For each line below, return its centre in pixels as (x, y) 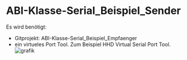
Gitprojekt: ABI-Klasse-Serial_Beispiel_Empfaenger (76, 38)
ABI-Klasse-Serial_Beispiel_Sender (93, 11)
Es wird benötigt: (26, 27)
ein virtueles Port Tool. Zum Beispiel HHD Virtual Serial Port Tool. (93, 44)
